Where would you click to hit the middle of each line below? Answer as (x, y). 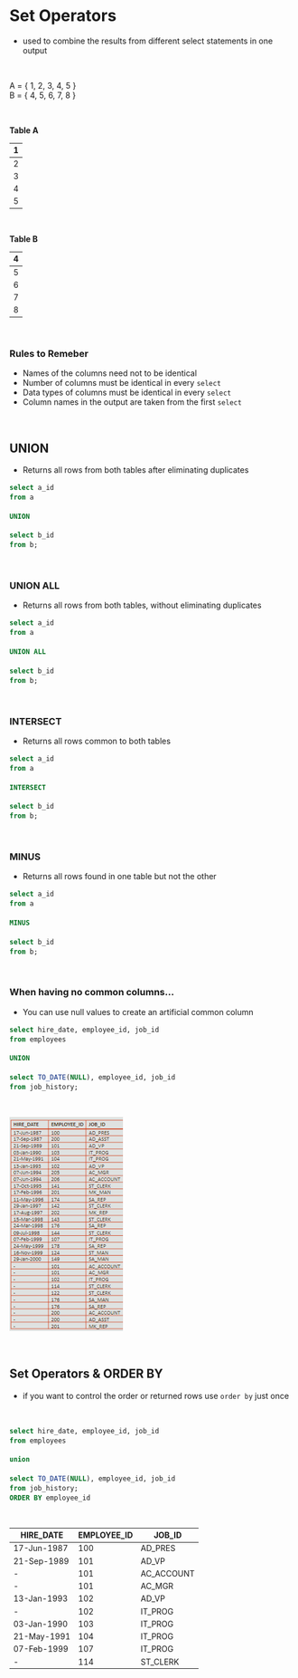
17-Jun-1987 (41, 1549)
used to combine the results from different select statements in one (148, 41)
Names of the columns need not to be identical (109, 373)
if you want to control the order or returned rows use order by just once (156, 1395)
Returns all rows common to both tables (97, 741)
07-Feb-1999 (41, 1649)
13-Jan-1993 (41, 1598)
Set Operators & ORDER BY (86, 1374)
